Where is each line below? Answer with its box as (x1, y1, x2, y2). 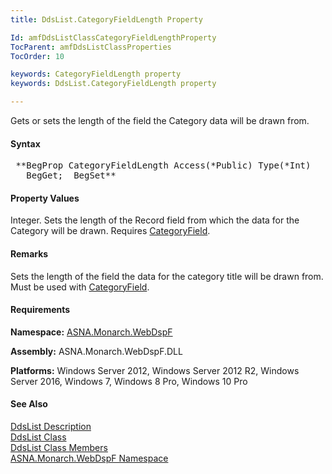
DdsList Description (10, 421, 92, 433)
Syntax (10, 137, 41, 150)
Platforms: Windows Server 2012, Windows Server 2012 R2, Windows (10, 364, 300, 376)
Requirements (10, 304, 71, 316)
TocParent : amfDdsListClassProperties (10, 42, 172, 52)
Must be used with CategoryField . (10, 281, 150, 293)
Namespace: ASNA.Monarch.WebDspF (10, 326, 173, 338)
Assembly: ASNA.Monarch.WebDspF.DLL (10, 345, 183, 357)
